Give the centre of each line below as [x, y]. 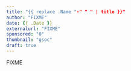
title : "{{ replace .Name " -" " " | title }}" [66, 12]
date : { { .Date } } [29, 23]
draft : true [21, 46]
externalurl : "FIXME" [34, 29]
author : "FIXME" [27, 17]
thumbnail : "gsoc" [29, 40]
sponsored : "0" [25, 34]
